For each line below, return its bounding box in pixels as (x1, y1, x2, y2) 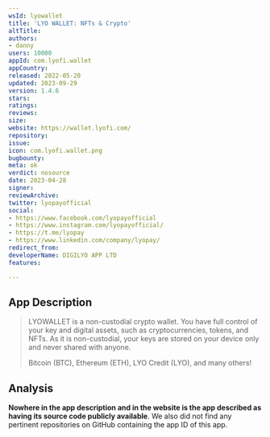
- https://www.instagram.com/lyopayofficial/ (8, 221, 164, 229)
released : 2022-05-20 (8, 72, 81, 80)
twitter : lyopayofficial (8, 199, 92, 207)
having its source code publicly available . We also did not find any (8, 411, 232, 421)
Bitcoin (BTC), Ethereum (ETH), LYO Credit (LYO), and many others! (27, 358, 252, 368)
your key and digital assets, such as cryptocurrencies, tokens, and (27, 325, 249, 335)
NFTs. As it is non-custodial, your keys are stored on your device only (27, 334, 260, 344)
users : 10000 (8, 49, 52, 57)
